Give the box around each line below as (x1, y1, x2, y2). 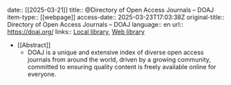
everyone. (27, 70, 57, 78)
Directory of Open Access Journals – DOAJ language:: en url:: (7, 21, 183, 28)
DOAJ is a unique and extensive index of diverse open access (27, 48, 204, 56)
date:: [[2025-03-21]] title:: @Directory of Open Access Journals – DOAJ (7, 6, 214, 14)
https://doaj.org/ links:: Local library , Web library (7, 27, 145, 36)
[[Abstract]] (17, 41, 51, 49)
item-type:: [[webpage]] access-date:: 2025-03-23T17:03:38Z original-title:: (7, 13, 225, 21)
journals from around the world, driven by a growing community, (27, 56, 211, 64)
